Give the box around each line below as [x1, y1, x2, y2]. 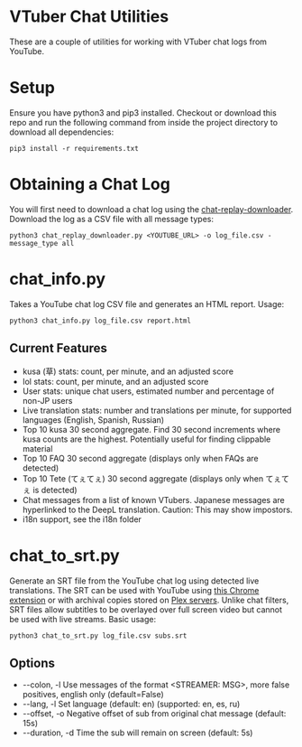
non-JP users [22, 395, 73, 406]
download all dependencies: [9, 126, 114, 137]
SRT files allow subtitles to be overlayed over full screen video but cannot [9, 603, 282, 615]
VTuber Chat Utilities [9, 6, 169, 27]
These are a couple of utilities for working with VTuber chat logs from [9, 36, 268, 47]
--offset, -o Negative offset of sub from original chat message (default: [22, 708, 287, 719]
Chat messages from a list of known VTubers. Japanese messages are [22, 494, 286, 505]
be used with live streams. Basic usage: [9, 613, 156, 624]
